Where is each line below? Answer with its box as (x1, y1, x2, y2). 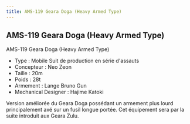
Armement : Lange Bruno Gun (14, 82, 87, 89)
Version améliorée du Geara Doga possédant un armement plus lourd (6, 100, 174, 107)
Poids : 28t (14, 76, 41, 83)
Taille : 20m (14, 70, 43, 77)
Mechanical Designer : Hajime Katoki (14, 89, 104, 96)
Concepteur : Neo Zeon (14, 63, 72, 71)
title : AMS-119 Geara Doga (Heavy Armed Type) (6, 8, 122, 15)
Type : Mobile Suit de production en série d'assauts (14, 57, 140, 65)
